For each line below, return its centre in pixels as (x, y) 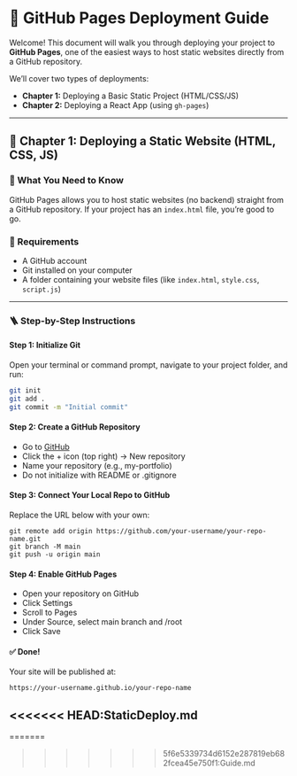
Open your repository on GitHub (80, 594)
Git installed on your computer (77, 270)
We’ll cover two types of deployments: (79, 78)
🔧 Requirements (44, 241)
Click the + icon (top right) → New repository (103, 456)
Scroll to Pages (49, 613)
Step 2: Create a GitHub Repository (75, 427)
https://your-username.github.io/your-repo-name (100, 688)
